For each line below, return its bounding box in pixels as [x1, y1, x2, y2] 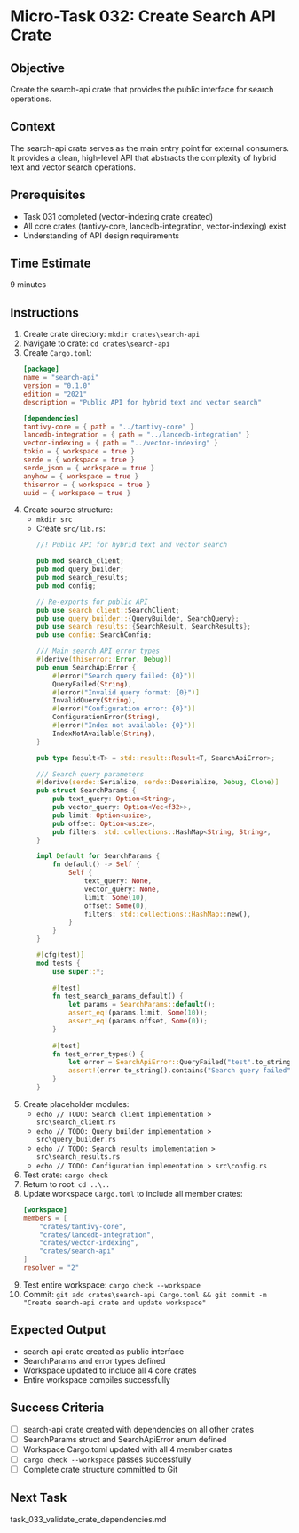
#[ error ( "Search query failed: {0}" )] [52, 671, 196, 680]
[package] [22, 365, 60, 374]
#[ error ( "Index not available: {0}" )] [52, 721, 196, 730]
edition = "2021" [22, 389, 88, 398]
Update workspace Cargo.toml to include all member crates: [22, 1188, 243, 1199]
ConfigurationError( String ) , [52, 713, 161, 722]
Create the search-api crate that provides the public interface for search [10, 84, 274, 94]
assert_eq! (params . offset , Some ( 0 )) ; [67, 1016, 208, 1025]
